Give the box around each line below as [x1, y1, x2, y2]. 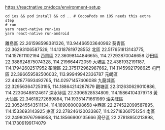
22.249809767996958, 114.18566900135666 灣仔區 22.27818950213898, [5, 115, 154, 120]
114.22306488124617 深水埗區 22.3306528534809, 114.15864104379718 [5, 90, 153, 95]
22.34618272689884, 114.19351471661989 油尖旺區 [19, 96, 124, 102]
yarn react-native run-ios [5, 27, 61, 32]
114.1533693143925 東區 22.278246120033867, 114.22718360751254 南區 [5, 108, 155, 114]
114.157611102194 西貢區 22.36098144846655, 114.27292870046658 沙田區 [5, 53, 159, 58]
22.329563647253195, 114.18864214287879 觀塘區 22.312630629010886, [5, 84, 156, 89]
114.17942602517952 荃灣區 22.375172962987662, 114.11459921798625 [5, 65, 151, 71]
